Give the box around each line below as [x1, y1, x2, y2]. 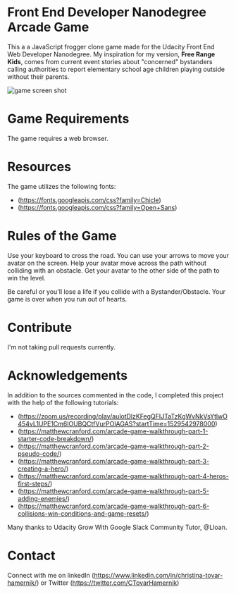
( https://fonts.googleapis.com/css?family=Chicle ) [17, 195, 162, 204]
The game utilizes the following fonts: [7, 182, 116, 190]
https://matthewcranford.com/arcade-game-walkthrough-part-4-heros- [20, 471, 229, 480]
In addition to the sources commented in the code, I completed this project [7, 390, 224, 399]
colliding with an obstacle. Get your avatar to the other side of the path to [7, 266, 220, 275]
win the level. [7, 273, 46, 282]
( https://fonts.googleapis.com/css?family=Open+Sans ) [17, 203, 178, 211]
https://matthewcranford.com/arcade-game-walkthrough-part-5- [20, 487, 210, 495]
